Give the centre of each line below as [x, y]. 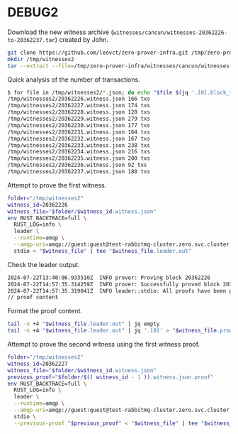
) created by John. [81, 39]
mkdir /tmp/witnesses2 [41, 59]
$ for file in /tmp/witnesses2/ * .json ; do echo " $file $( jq [98, 92]
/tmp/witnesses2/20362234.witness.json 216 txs [79, 152]
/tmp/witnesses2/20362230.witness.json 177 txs [79, 125]
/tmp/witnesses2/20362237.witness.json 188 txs [79, 172]
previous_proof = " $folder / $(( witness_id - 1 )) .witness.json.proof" [110, 377]
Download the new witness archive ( [60, 32]
